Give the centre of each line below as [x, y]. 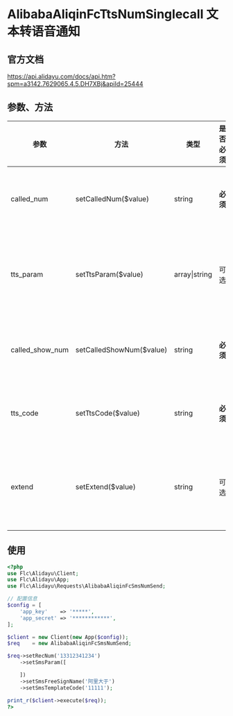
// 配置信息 [23, 599]
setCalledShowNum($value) [121, 350]
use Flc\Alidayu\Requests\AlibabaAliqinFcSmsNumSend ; [87, 586]
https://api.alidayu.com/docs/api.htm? [61, 76]
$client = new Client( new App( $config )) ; [68, 637]
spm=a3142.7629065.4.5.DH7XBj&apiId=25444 [75, 84]
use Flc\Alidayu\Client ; [43, 573]
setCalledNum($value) [112, 198]
